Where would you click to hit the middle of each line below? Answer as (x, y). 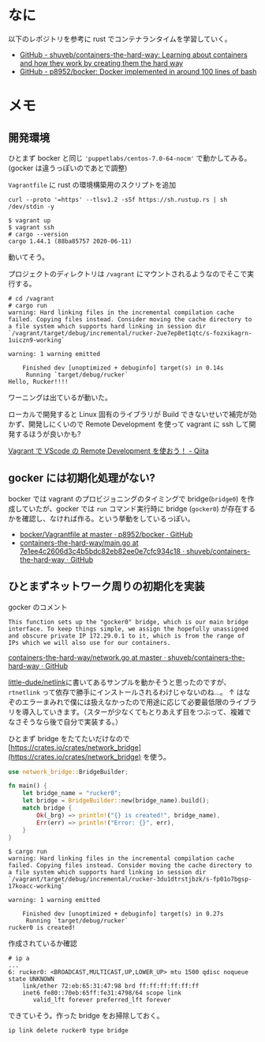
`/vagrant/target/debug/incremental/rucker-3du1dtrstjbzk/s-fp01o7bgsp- (130, 879)
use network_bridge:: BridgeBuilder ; (68, 771)
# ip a (19, 959)
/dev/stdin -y (32, 207)
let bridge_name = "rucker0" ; (72, 794)
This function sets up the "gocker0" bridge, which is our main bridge (128, 622)
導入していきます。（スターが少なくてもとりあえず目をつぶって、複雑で (136, 711)
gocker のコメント (38, 607)
